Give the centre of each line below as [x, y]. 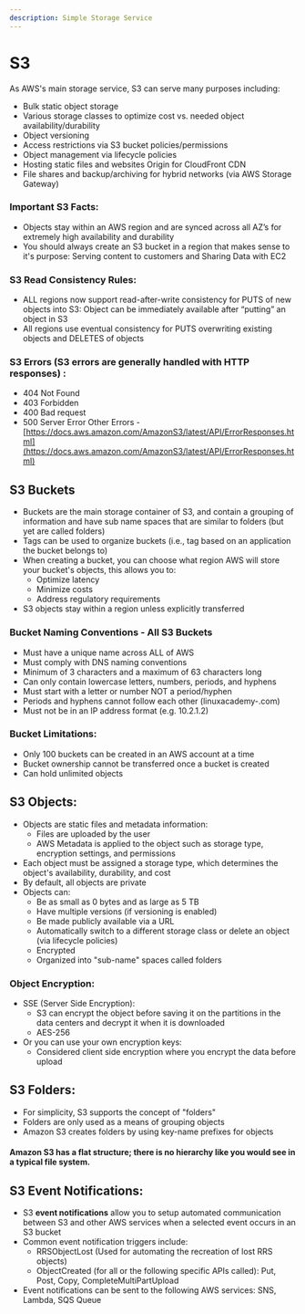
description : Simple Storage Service [81, 18]
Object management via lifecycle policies [100, 154]
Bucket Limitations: [53, 734]
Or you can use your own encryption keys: [102, 1042]
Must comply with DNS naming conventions [105, 662]
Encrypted [56, 950]
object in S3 [45, 319]
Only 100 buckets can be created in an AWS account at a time [138, 754]
